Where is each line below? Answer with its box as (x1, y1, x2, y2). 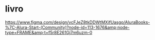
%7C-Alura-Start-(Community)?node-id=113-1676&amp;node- (5, 24, 130, 30)
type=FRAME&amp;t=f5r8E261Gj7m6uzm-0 (5, 29, 92, 35)
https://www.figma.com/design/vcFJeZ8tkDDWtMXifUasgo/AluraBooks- (5, 19, 150, 25)
